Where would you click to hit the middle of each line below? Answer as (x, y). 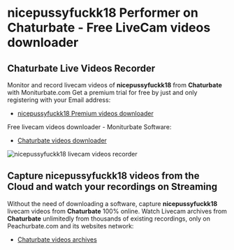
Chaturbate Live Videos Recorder (81, 68)
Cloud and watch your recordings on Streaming (112, 187)
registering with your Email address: (59, 100)
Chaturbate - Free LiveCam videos (109, 28)
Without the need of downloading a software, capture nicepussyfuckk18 (112, 203)
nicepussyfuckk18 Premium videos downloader (85, 113)
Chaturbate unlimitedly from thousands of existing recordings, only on (109, 219)
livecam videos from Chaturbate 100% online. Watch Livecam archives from (117, 211)
